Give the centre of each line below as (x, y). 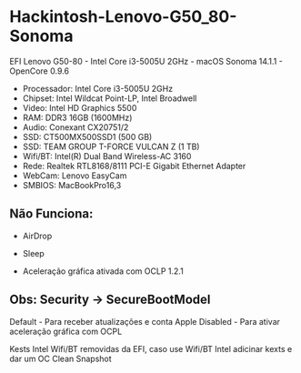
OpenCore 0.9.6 (40, 71)
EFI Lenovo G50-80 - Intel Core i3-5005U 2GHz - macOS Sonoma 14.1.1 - (146, 61)
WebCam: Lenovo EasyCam (75, 176)
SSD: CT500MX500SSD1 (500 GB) (87, 136)
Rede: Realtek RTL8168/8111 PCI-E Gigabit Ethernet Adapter (134, 166)
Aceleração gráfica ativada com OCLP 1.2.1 (103, 271)
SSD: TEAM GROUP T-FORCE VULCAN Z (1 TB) (111, 146)
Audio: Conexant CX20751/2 (75, 127)
